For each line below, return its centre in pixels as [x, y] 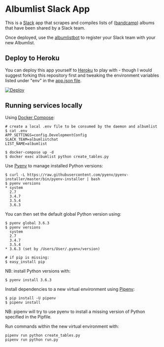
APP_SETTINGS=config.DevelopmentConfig [46, 135]
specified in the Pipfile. [28, 316]
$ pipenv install [23, 302]
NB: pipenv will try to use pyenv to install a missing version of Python [75, 312]
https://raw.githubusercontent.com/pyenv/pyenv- [78, 175]
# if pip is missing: [27, 257]
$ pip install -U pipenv [31, 298]
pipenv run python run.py [32, 340]
